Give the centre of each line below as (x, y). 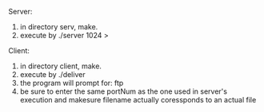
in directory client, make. (61, 66)
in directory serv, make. (59, 27)
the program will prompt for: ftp (72, 83)
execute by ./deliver (52, 74)
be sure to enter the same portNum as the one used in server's (124, 91)
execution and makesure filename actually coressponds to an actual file (138, 100)
